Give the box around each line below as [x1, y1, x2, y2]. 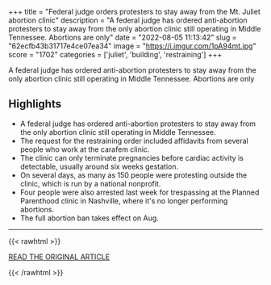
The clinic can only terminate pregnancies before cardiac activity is [19, 153, 244, 162]
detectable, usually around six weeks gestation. [19, 161, 179, 171]
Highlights [8, 97, 62, 111]
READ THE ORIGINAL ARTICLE [8, 252, 110, 262]
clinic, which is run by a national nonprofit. [19, 178, 161, 188]
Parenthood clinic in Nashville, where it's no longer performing [19, 195, 228, 205]
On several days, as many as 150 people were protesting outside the [19, 170, 248, 180]
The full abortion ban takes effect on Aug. [19, 213, 159, 223]
